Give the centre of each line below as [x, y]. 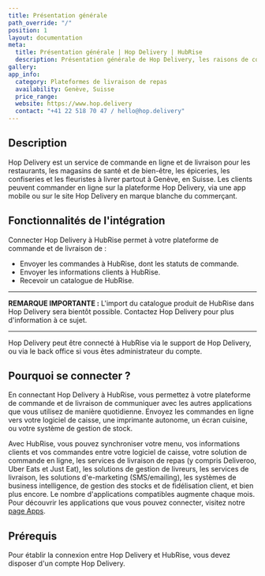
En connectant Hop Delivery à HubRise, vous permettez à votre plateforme [129, 395]
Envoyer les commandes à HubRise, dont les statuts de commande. [129, 263]
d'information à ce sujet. [48, 320]
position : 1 [28, 30]
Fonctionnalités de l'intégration [87, 221]
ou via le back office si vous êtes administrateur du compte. [105, 351]
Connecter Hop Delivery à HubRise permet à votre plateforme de [114, 240]
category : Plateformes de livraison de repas [91, 81]
